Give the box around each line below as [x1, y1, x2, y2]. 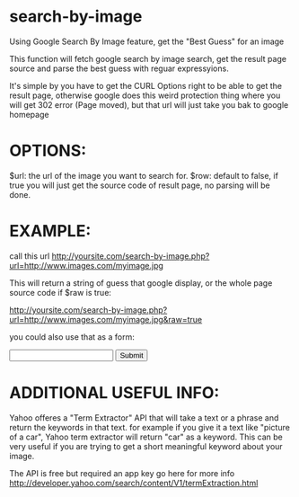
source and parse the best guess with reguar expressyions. [9, 63, 229, 74]
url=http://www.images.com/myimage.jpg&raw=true [9, 314, 203, 324]
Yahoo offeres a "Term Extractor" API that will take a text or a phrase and [9, 412, 279, 423]
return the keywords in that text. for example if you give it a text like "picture [9, 422, 290, 432]
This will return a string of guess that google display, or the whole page [9, 277, 273, 288]
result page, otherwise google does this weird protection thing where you [9, 90, 281, 101]
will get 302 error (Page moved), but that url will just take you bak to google [9, 99, 289, 110]
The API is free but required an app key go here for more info [9, 467, 235, 478]
